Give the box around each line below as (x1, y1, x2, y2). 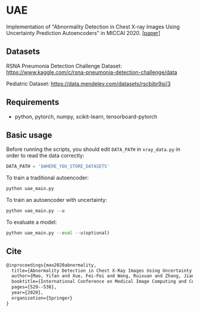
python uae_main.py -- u (6, 208, 65, 214)
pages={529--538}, (11, 284, 57, 290)
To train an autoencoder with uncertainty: (6, 197, 108, 204)
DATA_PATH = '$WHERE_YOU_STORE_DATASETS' (6, 163, 110, 169)
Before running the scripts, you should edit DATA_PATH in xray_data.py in (6, 146, 181, 153)
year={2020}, (11, 290, 44, 296)
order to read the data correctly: (6, 152, 85, 159)
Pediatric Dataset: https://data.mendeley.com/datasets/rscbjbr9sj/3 (6, 80, 171, 87)
